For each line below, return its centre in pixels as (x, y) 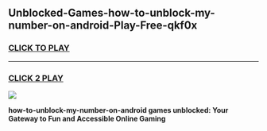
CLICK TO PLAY (39, 48)
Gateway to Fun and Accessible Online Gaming (87, 118)
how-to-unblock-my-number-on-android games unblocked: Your (118, 110)
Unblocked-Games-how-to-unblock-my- (112, 13)
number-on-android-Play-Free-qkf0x (103, 26)
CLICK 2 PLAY (36, 78)
